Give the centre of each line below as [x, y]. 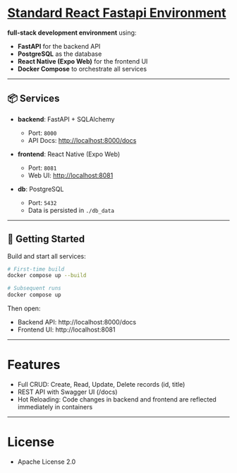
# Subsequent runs [34, 288]
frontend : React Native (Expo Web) [69, 154]
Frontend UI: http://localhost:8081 [66, 329]
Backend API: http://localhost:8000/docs [77, 322]
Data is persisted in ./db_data [71, 210]
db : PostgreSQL [41, 189]
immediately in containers [55, 407]
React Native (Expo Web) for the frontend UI [83, 61]
